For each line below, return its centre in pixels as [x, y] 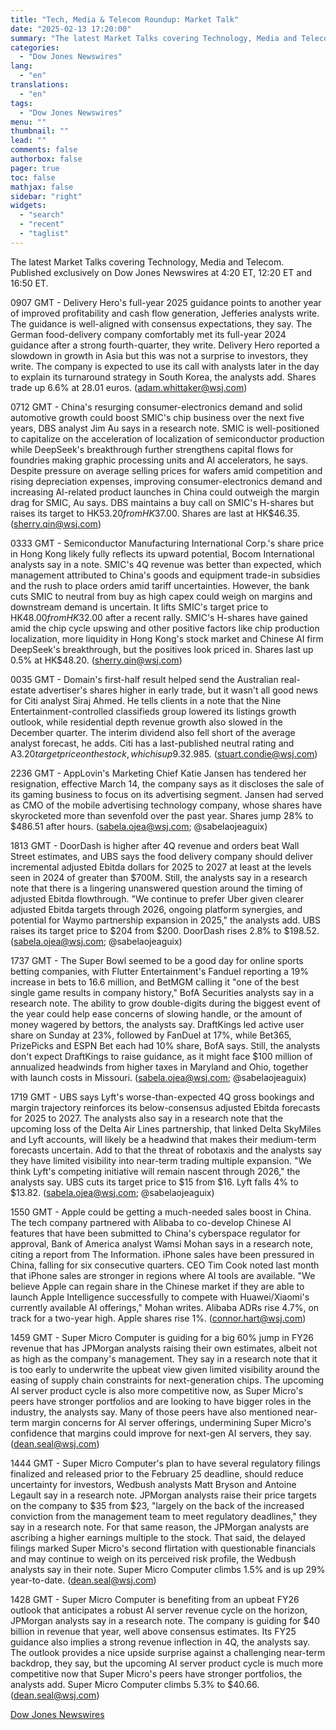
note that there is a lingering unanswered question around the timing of [156, 888]
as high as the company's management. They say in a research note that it [164, 1358]
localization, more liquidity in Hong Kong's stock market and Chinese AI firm [167, 638]
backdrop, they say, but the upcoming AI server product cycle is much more [167, 1663]
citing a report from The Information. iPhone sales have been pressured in [162, 1254]
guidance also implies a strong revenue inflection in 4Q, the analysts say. [160, 1642]
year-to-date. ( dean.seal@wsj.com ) [83, 1580]
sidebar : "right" [46, 196]
